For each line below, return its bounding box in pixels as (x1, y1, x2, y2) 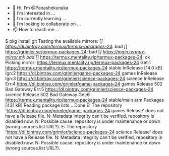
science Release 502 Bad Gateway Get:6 (5, 92, 90, 98)
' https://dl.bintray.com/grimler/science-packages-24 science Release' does (5, 129, 163, 135)
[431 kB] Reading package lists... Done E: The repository (5, 102, 123, 108)
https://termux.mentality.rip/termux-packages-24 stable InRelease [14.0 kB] (5, 65, 163, 70)
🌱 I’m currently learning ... (12, 16, 67, 21)
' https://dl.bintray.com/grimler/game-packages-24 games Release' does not (5, 108, 164, 113)
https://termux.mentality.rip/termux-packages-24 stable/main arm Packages (5, 97, 164, 103)
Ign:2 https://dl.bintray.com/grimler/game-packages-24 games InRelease (5, 70, 157, 76)
